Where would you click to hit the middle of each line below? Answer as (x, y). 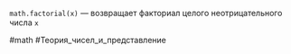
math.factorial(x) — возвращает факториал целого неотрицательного (146, 13)
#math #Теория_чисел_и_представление (88, 40)
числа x (24, 22)
